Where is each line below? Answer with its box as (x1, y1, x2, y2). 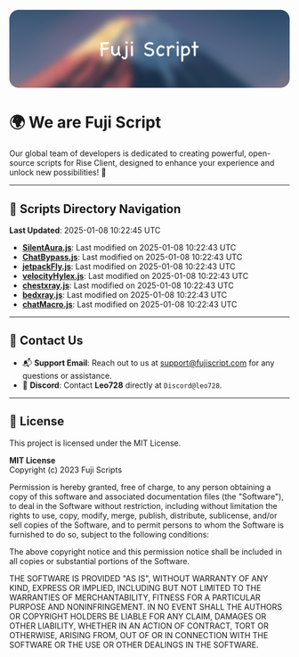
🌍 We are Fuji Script (9, 112, 162, 133)
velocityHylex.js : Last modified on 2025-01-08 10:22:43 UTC (21, 271, 249, 282)
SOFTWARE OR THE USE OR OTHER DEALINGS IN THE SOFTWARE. (9, 639, 259, 650)
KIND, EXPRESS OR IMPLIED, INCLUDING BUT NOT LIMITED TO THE (9, 582, 262, 593)
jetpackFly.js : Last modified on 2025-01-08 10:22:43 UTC (21, 261, 236, 272)
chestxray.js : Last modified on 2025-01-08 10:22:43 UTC (21, 280, 234, 291)
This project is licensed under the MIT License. (9, 438, 182, 448)
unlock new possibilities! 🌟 (9, 167, 107, 178)
